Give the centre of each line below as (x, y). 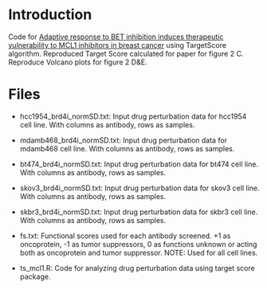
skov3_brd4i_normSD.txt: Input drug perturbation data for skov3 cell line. (139, 188)
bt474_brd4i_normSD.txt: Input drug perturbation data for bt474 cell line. (139, 164)
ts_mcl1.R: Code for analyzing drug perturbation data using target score (137, 268)
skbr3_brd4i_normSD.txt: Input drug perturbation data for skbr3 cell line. (139, 212)
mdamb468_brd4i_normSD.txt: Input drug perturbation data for (124, 140)
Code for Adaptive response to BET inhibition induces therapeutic (116, 37)
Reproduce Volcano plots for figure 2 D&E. (78, 62)
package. (35, 276)
